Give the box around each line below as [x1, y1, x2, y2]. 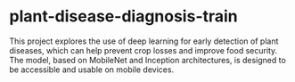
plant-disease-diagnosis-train [9, 6, 238, 27]
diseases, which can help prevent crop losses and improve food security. [9, 45, 278, 55]
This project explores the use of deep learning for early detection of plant [9, 36, 279, 46]
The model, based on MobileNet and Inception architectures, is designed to [9, 54, 287, 65]
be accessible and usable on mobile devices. [9, 64, 175, 75]
